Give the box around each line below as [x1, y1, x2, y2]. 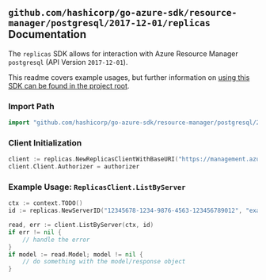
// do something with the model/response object [22, 258, 186, 266]
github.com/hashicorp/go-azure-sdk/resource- [8, 7, 237, 19]
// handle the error [22, 236, 90, 244]
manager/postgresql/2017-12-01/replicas [8, 17, 211, 29]
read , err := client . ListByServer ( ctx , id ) [8, 221, 154, 229]
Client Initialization [8, 137, 82, 148]
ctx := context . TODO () [8, 199, 83, 207]
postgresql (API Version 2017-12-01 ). [8, 57, 128, 66]
